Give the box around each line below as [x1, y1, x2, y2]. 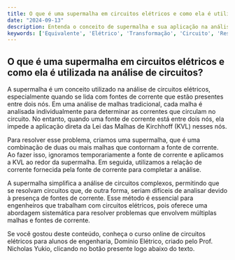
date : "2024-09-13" [7, 17, 64, 24]
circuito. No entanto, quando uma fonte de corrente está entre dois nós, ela [7, 115, 225, 123]
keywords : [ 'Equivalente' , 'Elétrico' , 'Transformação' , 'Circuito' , [7, 29, 215, 37]
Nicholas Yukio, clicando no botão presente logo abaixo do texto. [7, 245, 195, 253]
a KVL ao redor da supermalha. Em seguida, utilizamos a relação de [7, 158, 202, 166]
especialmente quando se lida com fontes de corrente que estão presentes [7, 92, 224, 101]
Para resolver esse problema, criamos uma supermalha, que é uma [7, 136, 201, 144]
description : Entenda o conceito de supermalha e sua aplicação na [7, 23, 208, 30]
